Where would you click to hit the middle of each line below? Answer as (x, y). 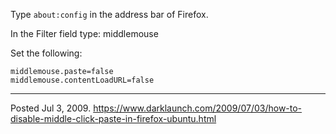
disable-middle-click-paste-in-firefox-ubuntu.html (113, 118)
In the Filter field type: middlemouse (84, 33)
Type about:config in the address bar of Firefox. (109, 14)
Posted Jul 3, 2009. (51, 108)
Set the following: (46, 53)
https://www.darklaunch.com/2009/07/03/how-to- (198, 108)
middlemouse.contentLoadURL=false (82, 80)
